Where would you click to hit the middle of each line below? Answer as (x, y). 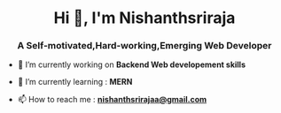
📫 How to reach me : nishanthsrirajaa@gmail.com (112, 100)
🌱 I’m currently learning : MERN (75, 82)
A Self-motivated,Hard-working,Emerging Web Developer (144, 46)
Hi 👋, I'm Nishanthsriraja (144, 18)
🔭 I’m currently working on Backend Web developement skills (132, 64)
